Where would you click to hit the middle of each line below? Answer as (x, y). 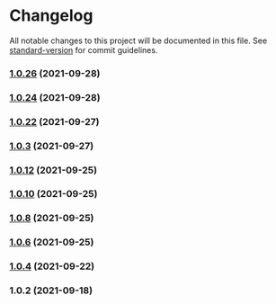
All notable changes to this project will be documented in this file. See (138, 40)
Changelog (51, 16)
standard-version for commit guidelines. (84, 49)
